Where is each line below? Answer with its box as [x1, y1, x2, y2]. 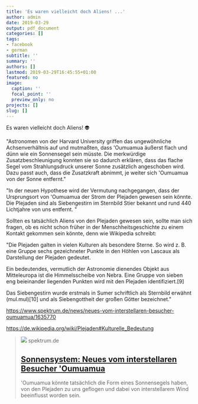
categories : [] [6, 31, 44, 37]
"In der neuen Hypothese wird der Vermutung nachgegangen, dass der [6, 187, 180, 194]
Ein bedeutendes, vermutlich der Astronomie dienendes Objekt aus [6, 266, 170, 273]
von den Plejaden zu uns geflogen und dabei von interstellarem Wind [20, 386, 189, 393]
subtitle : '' [6, 53, 38, 59]
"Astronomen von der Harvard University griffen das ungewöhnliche [6, 138, 171, 145]
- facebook [6, 42, 33, 48]
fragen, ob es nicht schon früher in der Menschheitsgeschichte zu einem [6, 224, 184, 231]
